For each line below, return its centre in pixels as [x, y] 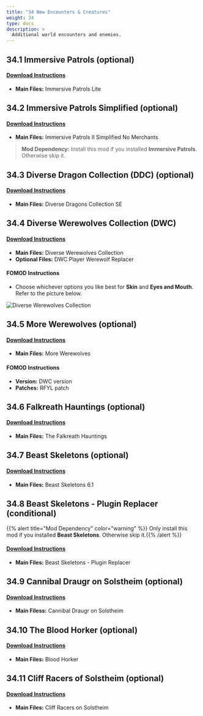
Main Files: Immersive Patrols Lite [58, 89]
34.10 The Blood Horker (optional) [72, 630]
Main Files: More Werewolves [53, 353]
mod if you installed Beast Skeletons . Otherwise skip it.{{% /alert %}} [94, 535]
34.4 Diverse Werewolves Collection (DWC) [91, 223]
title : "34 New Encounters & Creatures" [59, 12]
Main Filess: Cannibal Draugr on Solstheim [69, 611]
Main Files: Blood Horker [47, 659]
